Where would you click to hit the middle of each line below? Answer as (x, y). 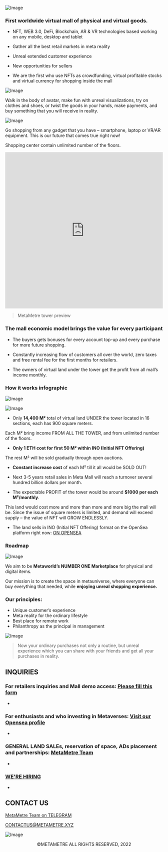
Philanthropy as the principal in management (58, 626)
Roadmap (17, 545)
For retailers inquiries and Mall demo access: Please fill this (79, 686)
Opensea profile (25, 722)
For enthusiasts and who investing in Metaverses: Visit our (78, 716)
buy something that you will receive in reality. (52, 111)
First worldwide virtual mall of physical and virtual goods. (76, 20)
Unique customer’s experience (44, 610)
